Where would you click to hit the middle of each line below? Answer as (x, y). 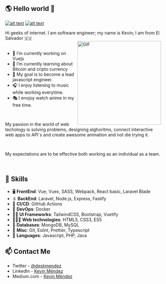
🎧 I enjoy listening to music (41, 85)
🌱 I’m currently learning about (42, 63)
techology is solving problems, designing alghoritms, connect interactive (79, 129)
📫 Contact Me (28, 252)
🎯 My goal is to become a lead (43, 74)
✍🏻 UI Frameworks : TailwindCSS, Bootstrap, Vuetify (65, 214)
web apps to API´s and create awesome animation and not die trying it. (77, 135)
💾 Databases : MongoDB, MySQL (46, 225)
